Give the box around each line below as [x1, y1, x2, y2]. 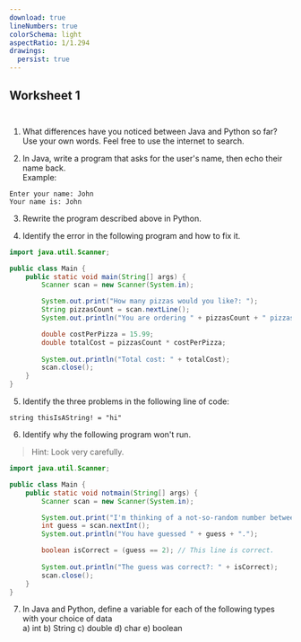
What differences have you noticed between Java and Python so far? [21, 126, 278, 136]
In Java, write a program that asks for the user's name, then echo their [21, 153, 283, 163]
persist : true [17, 55, 70, 64]
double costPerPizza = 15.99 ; [41, 330, 154, 339]
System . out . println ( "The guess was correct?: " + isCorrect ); [41, 562, 279, 571]
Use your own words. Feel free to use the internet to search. [21, 136, 245, 146]
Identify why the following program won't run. [21, 429, 191, 440]
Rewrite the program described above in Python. [21, 213, 202, 224]
